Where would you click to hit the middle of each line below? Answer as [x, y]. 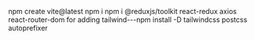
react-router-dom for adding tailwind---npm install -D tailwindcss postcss [128, 20]
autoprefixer [28, 28]
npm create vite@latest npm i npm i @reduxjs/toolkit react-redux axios [123, 11]
